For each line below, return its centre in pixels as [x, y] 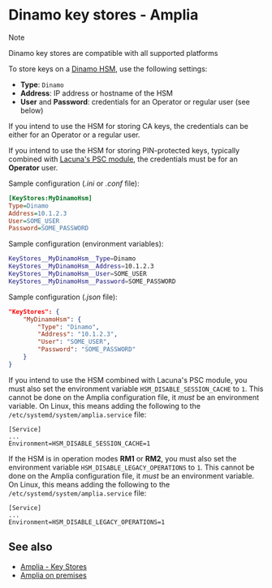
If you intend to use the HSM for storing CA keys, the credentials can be [129, 126]
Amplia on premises [53, 575]
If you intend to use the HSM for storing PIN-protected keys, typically [124, 150]
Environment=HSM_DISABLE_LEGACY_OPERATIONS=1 [86, 522]
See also [30, 547]
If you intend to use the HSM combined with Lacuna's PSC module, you [128, 380]
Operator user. [33, 167]
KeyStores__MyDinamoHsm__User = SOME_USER [78, 274]
